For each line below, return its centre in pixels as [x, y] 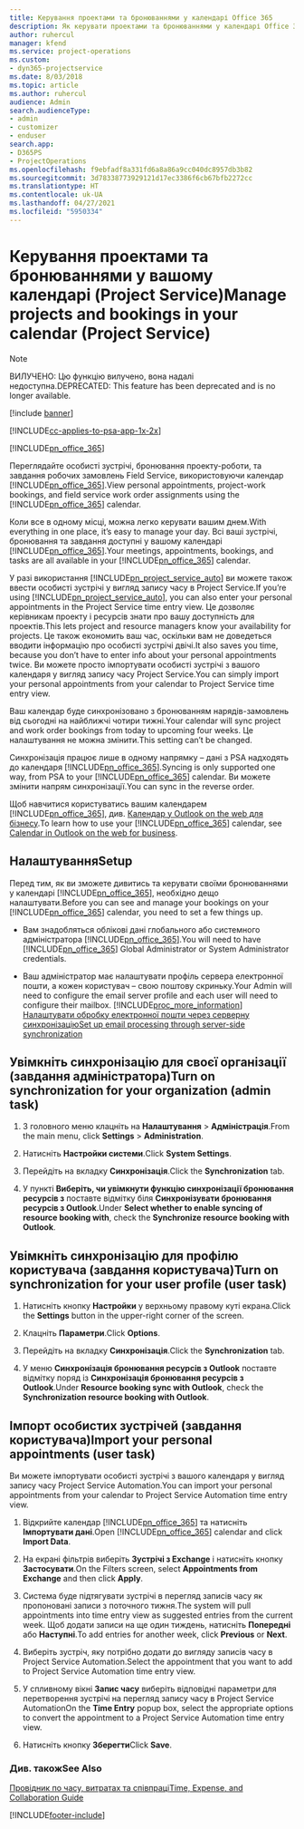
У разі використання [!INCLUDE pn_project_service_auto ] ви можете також [151, 577]
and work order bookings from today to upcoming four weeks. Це [131, 730]
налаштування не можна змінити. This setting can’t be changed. [131, 740]
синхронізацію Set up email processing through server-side [134, 1024]
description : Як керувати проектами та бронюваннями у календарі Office [149, 26]
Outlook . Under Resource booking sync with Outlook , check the [143, 1388]
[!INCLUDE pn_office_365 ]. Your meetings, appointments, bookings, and [142, 550]
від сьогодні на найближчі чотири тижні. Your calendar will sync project [145, 721]
